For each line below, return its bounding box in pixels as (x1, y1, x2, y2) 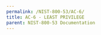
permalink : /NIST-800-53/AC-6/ (6, 8, 85, 15)
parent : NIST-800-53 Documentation (6, 20, 96, 26)
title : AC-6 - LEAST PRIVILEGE (6, 14, 85, 20)
